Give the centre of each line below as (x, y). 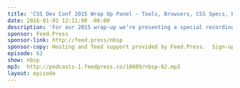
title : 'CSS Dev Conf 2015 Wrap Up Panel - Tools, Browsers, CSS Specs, (118, 14)
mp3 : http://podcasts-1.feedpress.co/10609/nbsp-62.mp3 (94, 67)
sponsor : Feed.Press (38, 34)
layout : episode (31, 73)
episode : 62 (25, 54)
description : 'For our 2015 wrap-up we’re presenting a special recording (121, 27)
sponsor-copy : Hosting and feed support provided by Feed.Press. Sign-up (121, 47)
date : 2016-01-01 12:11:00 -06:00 (59, 21)
